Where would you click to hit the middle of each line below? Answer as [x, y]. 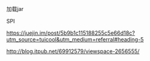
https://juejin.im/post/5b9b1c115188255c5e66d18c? [71, 33]
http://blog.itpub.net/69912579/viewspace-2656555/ [73, 51]
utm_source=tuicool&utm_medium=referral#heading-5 [75, 39]
